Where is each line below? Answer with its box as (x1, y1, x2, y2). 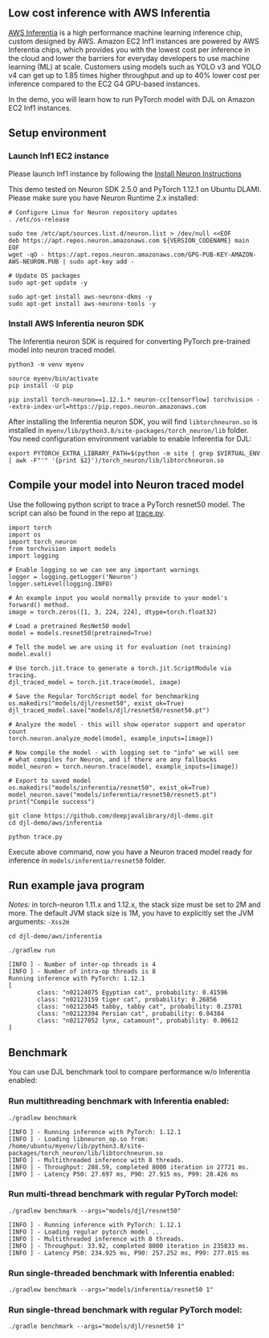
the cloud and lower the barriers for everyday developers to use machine (8, 53, 251, 63)
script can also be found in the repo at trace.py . (8, 508, 165, 517)
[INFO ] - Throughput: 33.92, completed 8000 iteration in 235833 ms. (8, 1242, 250, 1250)
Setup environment (8, 126, 107, 140)
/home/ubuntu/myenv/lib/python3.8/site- (8, 1142, 146, 1150)
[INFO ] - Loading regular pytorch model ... (8, 1228, 163, 1236)
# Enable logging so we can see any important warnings (8, 565, 199, 573)
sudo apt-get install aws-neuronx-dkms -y (8, 292, 153, 300)
